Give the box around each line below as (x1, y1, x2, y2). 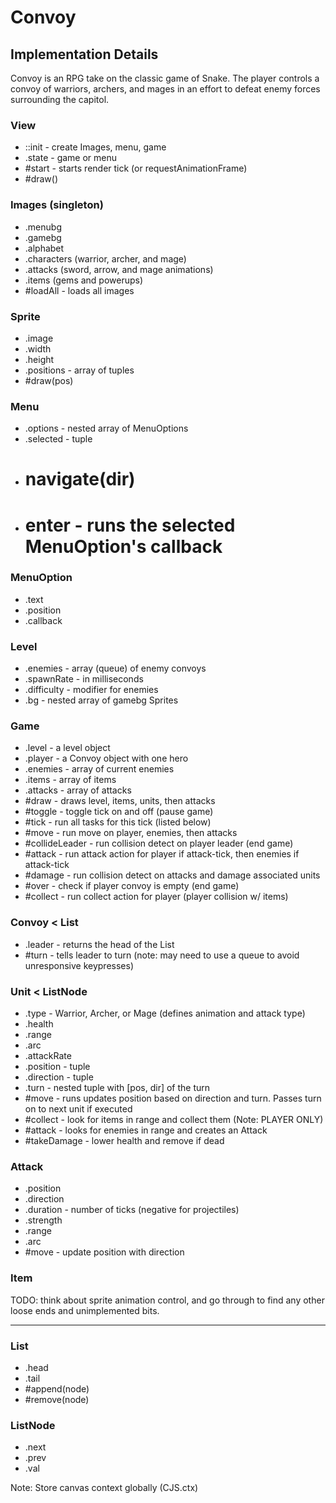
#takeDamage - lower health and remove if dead (24, 1135, 225, 1147)
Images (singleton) (10, 198, 104, 212)
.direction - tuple (24, 1071, 94, 1083)
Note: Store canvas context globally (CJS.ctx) (10, 1482, 199, 1494)
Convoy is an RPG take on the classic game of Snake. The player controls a (10, 72, 320, 84)
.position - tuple (24, 1061, 91, 1073)
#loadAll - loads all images (24, 284, 135, 296)
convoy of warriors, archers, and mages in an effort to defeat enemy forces (10, 83, 321, 95)
